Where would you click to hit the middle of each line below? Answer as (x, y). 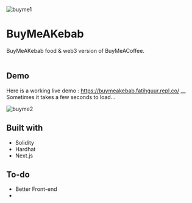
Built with (25, 128)
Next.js (24, 156)
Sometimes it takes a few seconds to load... (61, 97)
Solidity (25, 142)
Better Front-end (36, 189)
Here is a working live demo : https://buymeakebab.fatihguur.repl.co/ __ (96, 91)
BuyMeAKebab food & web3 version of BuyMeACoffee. (76, 50)
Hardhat (25, 149)
